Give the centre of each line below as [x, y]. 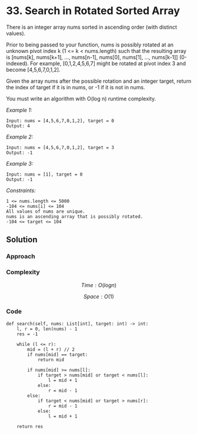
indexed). [18, 63]
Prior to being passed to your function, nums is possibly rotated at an [90, 45]
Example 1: [19, 110]
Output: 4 [18, 126]
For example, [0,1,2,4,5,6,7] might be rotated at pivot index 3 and [108, 63]
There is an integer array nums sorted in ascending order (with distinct [92, 27]
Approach [21, 257]
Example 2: [20, 137]
